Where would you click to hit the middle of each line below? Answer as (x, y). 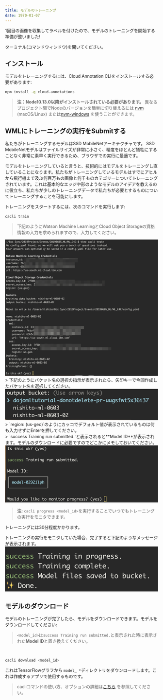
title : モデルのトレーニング (31, 10)
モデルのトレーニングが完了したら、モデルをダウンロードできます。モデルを (81, 619)
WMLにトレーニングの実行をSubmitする (65, 131)
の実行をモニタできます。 (42, 517)
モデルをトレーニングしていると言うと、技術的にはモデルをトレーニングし (79, 166)
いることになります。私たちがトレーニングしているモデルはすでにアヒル (85, 172)
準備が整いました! (23, 36)
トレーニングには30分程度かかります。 (44, 527)
